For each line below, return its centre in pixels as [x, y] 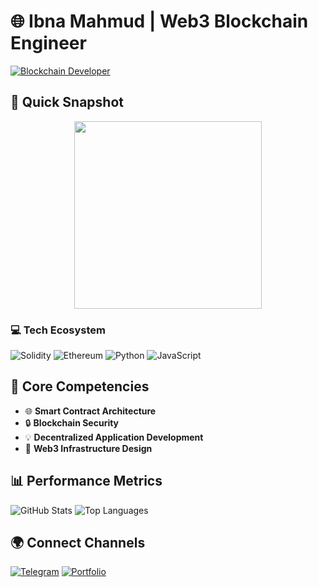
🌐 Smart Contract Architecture [90, 411]
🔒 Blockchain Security [72, 422]
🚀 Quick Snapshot [67, 102]
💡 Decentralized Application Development [114, 437]
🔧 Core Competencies [80, 386]
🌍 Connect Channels [78, 543]
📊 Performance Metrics [86, 481]
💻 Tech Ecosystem [58, 330]
